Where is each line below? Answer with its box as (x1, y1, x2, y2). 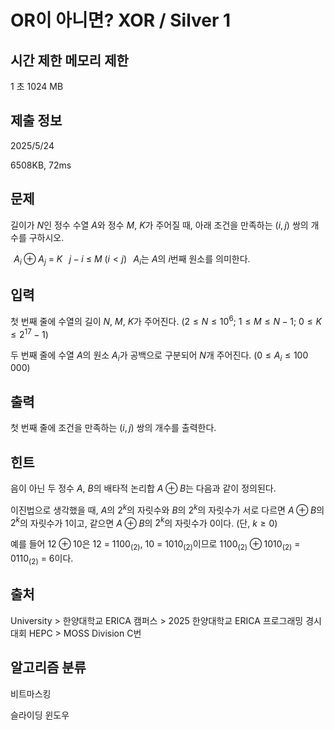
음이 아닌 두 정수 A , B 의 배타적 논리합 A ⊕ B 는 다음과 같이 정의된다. (10, 482, 277, 494)
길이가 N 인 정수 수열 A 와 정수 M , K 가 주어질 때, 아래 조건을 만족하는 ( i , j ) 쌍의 (10, 219, 309, 231)
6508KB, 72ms (10, 159, 72, 171)
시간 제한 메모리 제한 (10, 52, 129, 69)
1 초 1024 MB (10, 81, 64, 92)
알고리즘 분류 (10, 659, 87, 676)
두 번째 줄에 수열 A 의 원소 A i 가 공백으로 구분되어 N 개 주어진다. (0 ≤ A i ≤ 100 (10, 349, 309, 363)
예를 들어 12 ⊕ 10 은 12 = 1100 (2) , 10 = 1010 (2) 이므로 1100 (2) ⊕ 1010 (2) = (10, 538, 301, 553)
